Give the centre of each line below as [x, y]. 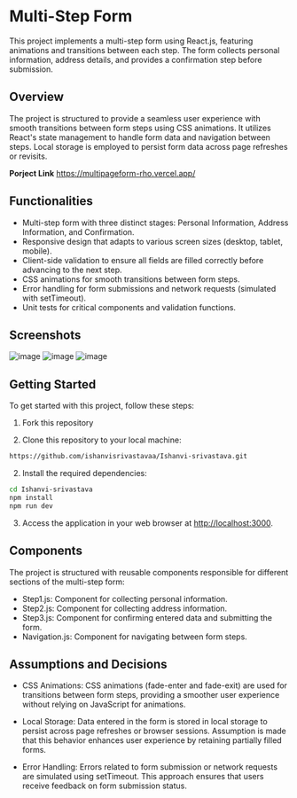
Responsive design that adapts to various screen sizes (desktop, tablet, [152, 241]
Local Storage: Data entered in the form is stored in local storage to [145, 722]
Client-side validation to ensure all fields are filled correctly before [143, 260]
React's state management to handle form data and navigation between [140, 137]
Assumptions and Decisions [88, 664]
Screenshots [45, 335]
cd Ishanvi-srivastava [51, 489]
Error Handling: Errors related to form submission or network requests [149, 767]
